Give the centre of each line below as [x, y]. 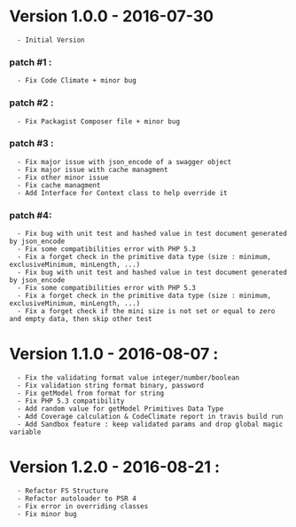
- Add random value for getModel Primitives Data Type [121, 409]
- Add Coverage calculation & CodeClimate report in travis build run [150, 417]
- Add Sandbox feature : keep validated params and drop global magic [150, 425]
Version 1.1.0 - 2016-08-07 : [114, 354]
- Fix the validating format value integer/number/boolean [129, 378]
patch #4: [31, 215]
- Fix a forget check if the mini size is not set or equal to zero [146, 311]
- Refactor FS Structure [63, 491]
